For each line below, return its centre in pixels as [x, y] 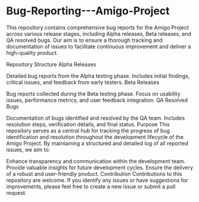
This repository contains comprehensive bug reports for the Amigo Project [97, 27]
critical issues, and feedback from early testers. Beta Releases [83, 82]
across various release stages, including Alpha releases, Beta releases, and [99, 33]
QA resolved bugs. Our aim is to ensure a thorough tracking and [84, 40]
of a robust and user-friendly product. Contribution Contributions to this [94, 173]
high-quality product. [32, 52]
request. [16, 192]
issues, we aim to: [28, 150]
